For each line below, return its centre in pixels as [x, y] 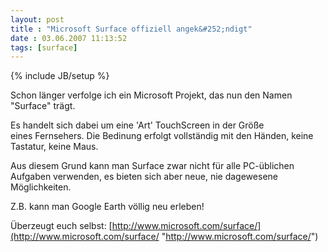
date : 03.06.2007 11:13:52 [69, 38]
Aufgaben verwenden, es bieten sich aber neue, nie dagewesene [144, 177]
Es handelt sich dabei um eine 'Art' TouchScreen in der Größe [137, 125]
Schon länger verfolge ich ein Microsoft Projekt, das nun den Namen [151, 95]
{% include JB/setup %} [60, 76]
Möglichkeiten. [41, 187]
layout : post [37, 19]
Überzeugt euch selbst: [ [61, 226]
